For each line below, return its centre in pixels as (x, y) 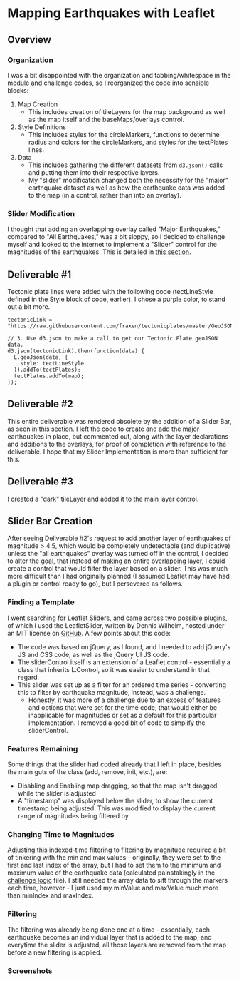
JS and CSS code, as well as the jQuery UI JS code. (94, 654)
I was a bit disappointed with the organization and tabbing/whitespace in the (119, 75)
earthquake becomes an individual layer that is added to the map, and (110, 937)
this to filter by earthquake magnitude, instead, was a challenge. (112, 692)
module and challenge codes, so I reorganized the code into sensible (108, 83)
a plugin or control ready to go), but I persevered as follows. (95, 584)
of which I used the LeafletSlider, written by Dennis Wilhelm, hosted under (116, 625)
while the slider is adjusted (57, 793)
